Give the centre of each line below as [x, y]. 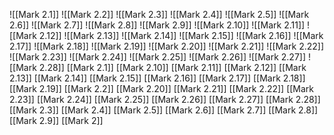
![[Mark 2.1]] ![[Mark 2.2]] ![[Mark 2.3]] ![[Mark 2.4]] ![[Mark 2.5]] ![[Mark [159, 14]
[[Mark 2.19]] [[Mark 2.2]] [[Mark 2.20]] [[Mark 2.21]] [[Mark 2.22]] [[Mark [162, 88]
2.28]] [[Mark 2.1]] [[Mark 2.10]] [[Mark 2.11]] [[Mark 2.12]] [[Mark [172, 67]
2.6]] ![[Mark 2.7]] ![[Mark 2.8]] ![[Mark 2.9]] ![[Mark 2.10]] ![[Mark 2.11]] [157, 25]
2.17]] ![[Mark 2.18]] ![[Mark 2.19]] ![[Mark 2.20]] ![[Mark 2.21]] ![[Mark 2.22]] [167, 46]
